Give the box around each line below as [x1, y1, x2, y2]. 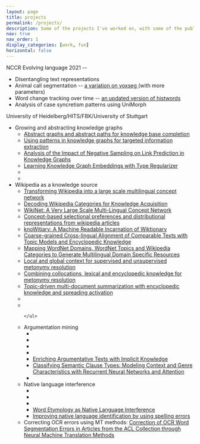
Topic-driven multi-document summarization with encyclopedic [23, 282, 180, 289]
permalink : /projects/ [6, 20, 62, 26]
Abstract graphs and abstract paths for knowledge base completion [23, 130, 190, 137]
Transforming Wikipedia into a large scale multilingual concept [23, 187, 177, 195]
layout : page [6, 8, 39, 15]
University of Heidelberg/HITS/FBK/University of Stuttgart [6, 112, 148, 119]
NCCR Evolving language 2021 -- [6, 64, 87, 71]
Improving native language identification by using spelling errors [32, 412, 190, 420]
